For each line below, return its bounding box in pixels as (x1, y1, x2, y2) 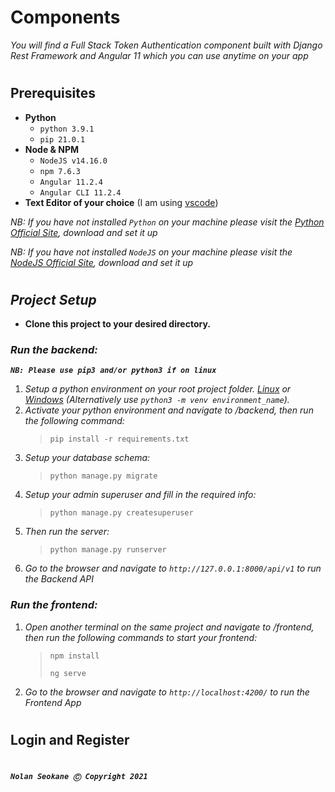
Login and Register (10, 731, 130, 748)
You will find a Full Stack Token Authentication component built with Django (10, 39, 323, 51)
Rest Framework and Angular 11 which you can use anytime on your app (10, 49, 309, 61)
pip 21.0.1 (39, 134, 86, 145)
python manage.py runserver (49, 545, 167, 555)
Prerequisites (10, 85, 96, 102)
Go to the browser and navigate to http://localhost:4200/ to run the (24, 686, 310, 698)
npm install (49, 651, 100, 661)
